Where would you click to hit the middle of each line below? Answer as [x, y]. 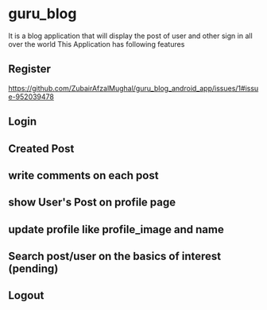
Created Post [41, 149]
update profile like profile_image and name [116, 230]
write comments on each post [83, 175]
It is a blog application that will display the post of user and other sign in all [130, 36]
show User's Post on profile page [92, 203]
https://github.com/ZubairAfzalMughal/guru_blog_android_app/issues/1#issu [133, 88]
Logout [26, 295]
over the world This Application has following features [97, 44]
